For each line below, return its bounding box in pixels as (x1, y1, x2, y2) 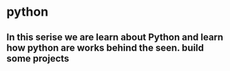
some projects (6, 53, 70, 64)
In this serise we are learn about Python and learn (6, 31, 224, 43)
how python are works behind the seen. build (6, 42, 205, 53)
